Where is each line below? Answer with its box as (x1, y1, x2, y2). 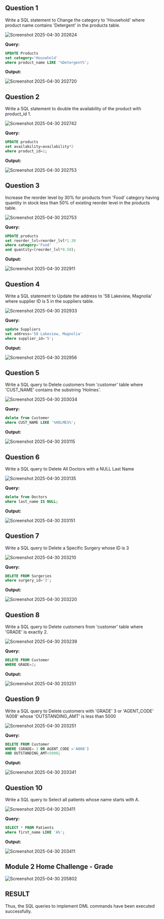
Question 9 (5, 695, 40, 703)
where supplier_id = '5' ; (5, 336, 54, 341)
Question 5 (5, 369, 40, 377)
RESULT (5, 890, 30, 898)
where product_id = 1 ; (5, 149, 48, 154)
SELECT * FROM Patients (5, 825, 54, 830)
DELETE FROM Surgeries (5, 573, 52, 578)
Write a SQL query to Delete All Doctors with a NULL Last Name (5, 466, 134, 472)
